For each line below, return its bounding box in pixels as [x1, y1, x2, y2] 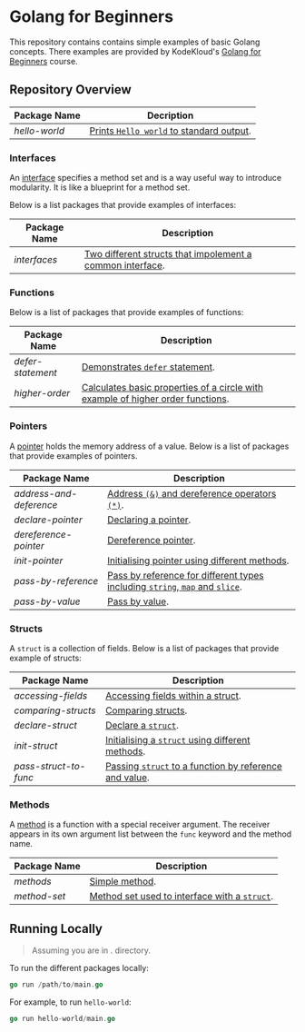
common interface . [84, 259, 165, 272]
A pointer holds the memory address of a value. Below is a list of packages [9, 441, 290, 451]
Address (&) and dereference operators [107, 487, 277, 500]
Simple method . [89, 875, 157, 888]
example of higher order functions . [81, 392, 230, 405]
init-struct [14, 739, 58, 751]
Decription [146, 109, 194, 122]
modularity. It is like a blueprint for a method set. [9, 182, 191, 193]
